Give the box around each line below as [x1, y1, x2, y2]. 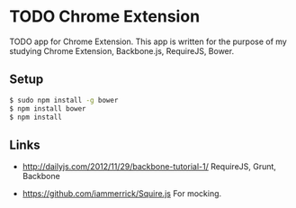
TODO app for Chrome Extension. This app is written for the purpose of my [9, 36, 288, 47]
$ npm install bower [9, 104, 87, 113]
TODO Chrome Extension [9, 6, 201, 27]
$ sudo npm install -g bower [9, 95, 119, 104]
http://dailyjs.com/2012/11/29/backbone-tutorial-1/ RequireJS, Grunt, [22, 161, 277, 172]
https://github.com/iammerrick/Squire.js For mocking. [22, 188, 222, 199]
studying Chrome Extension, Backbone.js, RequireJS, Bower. [9, 45, 235, 56]
